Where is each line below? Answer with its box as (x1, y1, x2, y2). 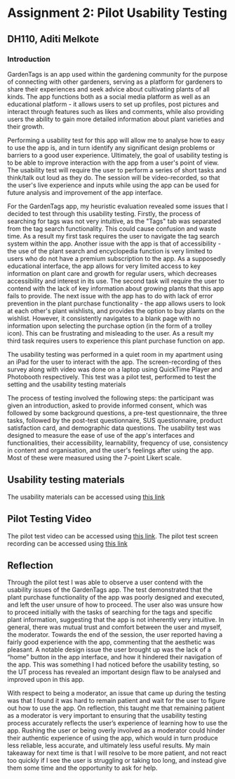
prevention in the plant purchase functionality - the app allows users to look (7, 299, 226, 308)
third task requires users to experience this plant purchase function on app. (7, 336, 225, 345)
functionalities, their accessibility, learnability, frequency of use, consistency (7, 438, 228, 447)
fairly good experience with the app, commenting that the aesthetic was (7, 638, 215, 647)
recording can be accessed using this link (7, 539, 128, 547)
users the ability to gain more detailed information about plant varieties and (7, 115, 224, 123)
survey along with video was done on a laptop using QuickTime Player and (7, 365, 222, 374)
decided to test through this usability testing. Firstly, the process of (7, 209, 201, 217)
